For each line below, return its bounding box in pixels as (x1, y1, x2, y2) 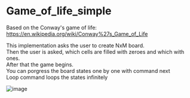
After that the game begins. (6, 61, 73, 68)
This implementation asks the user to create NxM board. (6, 42, 145, 49)
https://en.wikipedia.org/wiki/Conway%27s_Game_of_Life (6, 30, 148, 37)
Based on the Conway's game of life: (6, 24, 97, 31)
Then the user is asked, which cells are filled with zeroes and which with (6, 48, 185, 55)
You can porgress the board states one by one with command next (6, 67, 170, 74)
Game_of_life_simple (6, 4, 112, 18)
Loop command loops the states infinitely (6, 73, 108, 81)
